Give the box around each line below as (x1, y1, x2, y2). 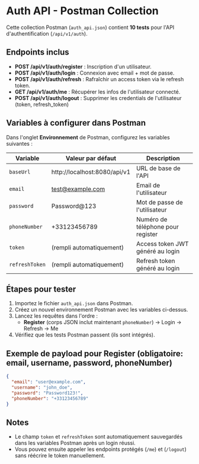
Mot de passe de (136, 198, 184, 206)
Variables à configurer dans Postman (6, 118, 146, 128)
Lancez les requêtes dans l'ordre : (14, 312, 98, 319)
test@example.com (51, 185, 105, 193)
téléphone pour (136, 222, 179, 231)
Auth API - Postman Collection (6, 4, 159, 18)
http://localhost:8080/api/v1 (51, 168, 131, 176)
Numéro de (136, 215, 168, 223)
